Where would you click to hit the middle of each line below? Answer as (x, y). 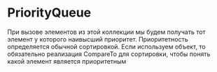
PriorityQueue (49, 13)
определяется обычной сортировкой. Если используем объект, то (106, 46)
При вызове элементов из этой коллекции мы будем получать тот (106, 32)
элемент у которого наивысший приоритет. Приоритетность (98, 39)
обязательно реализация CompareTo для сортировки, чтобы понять (109, 54)
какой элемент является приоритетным (67, 61)
